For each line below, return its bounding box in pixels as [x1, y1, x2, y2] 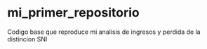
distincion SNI [7, 35, 48, 43]
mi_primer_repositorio [7, 5, 140, 21]
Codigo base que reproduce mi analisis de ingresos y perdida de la [7, 28, 201, 36]
